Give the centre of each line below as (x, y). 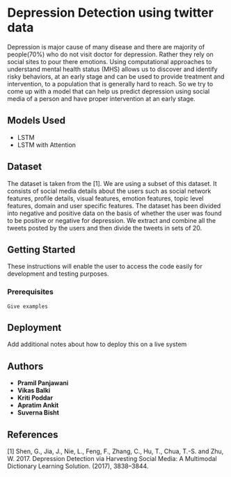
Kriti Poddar (35, 398)
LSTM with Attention (47, 145)
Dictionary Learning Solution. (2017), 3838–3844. (78, 466)
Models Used (37, 121)
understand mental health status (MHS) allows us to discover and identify (112, 69)
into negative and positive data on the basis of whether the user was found (114, 213)
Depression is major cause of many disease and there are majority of (106, 47)
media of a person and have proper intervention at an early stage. (102, 98)
